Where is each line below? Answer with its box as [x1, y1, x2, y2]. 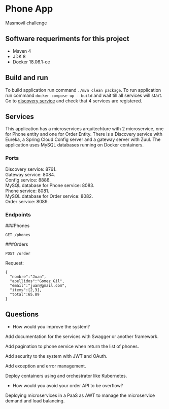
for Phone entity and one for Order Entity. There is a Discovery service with [5, 131, 162, 137]
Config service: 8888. [5, 177, 51, 183]
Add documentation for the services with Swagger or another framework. [5, 333, 159, 340]
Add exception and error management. [5, 363, 86, 369]
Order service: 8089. [5, 198, 49, 204]
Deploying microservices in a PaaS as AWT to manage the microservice [5, 392, 155, 398]
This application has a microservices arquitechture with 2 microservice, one [5, 126, 164, 132]
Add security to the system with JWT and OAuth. [5, 353, 108, 359]
